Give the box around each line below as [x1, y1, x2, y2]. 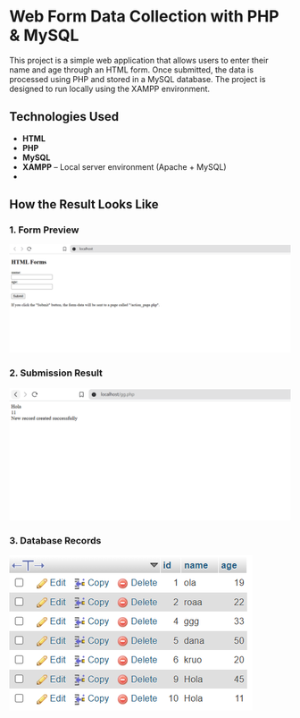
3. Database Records [9, 534, 102, 546]
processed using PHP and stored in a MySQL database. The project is [9, 73, 266, 84]
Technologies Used [9, 109, 119, 124]
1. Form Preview [9, 224, 79, 236]
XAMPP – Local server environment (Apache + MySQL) [21, 161, 227, 172]
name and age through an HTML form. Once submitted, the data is [9, 64, 254, 75]
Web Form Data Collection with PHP [9, 6, 279, 27]
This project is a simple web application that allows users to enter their [9, 55, 269, 65]
